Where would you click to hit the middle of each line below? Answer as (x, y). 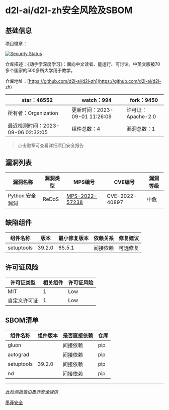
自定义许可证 (23, 301)
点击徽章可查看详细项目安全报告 (51, 145)
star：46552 (37, 100)
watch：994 (97, 100)
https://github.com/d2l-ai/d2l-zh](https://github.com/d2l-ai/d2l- (95, 81)
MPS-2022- (81, 196)
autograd (18, 355)
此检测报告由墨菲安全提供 (32, 392)
